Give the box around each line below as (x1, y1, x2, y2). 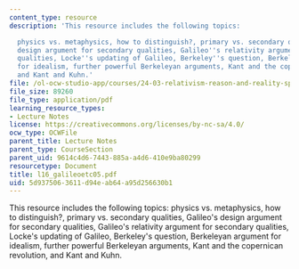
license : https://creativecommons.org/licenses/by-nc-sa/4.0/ (9, 120, 245, 129)
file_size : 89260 (9, 86, 74, 96)
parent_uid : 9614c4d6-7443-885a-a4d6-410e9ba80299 (9, 153, 201, 162)
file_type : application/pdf (9, 95, 114, 104)
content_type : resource (9, 12, 98, 22)
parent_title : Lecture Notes (9, 137, 117, 146)
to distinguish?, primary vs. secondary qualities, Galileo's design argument (9, 212, 283, 223)
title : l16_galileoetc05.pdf (9, 170, 117, 179)
